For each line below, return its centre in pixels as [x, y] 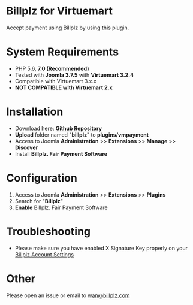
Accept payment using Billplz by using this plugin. [68, 28]
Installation [35, 112]
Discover [26, 147]
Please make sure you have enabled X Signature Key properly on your [101, 248]
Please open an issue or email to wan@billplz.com [68, 295]
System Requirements [62, 52]
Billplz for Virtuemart [59, 11]
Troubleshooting [49, 231]
